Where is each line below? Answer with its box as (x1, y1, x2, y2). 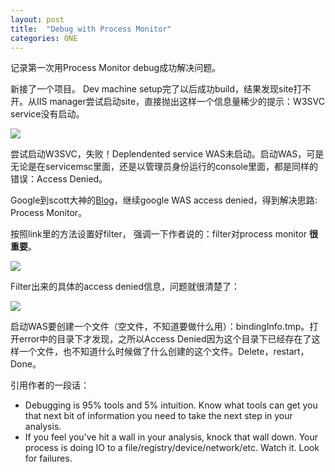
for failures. (24, 452, 73, 465)
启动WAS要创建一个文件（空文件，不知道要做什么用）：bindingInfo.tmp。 (10, 321, 310, 333)
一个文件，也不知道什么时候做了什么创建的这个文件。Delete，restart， (18, 346, 310, 358)
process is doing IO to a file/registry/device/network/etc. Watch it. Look (24, 442, 320, 454)
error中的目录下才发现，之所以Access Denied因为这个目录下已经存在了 (18, 333, 312, 345)
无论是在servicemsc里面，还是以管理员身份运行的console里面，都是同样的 (10, 161, 319, 173)
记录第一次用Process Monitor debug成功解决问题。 (10, 62, 222, 74)
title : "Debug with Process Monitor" (10, 24, 172, 34)
